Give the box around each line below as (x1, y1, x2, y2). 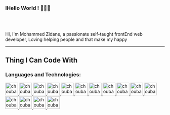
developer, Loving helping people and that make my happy (5, 36, 127, 42)
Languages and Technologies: (5, 71, 81, 78)
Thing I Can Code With (5, 55, 78, 65)
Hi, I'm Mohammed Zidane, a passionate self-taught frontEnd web (5, 31, 143, 37)
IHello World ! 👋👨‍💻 (5, 5, 51, 12)
